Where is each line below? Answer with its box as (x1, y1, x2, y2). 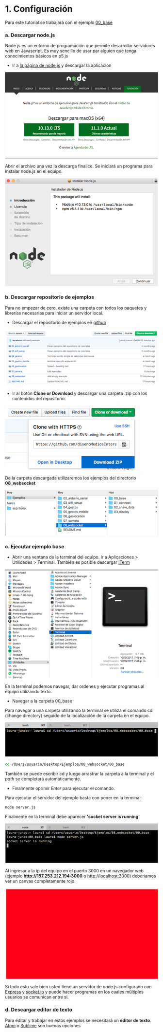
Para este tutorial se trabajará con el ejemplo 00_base (5, 19, 113, 25)
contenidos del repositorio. (12, 396, 66, 402)
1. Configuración (5, 3, 73, 15)
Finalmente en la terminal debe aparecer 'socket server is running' (5, 813, 140, 819)
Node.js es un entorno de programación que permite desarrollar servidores (5, 43, 155, 49)
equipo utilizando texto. (5, 688, 52, 694)
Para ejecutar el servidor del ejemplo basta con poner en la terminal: (5, 794, 142, 800)
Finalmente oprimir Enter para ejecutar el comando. (12, 785, 115, 791)
